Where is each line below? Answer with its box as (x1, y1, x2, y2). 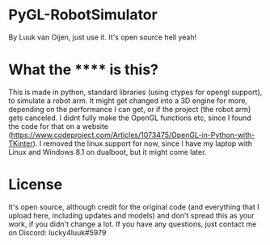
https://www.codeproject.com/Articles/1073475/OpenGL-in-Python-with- (11, 130, 255, 139)
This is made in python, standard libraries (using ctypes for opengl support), (8, 87, 263, 97)
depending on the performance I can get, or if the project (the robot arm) (8, 104, 251, 114)
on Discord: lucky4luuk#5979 (8, 227, 107, 237)
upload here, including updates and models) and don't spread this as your (8, 210, 255, 220)
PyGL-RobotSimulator (8, 6, 158, 24)
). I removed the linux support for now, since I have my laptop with (32, 139, 253, 148)
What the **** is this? (8, 60, 159, 79)
